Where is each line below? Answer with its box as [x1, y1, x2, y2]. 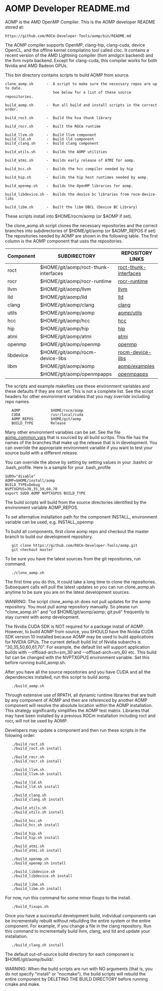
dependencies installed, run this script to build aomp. [5, 674, 112, 680]
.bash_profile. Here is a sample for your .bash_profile [5, 464, 111, 470]
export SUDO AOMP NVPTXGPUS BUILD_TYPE [5, 491, 86, 496]
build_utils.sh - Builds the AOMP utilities [5, 149, 108, 154]
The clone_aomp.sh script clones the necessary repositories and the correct [5, 222, 158, 228]
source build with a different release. [5, 450, 79, 455]
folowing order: [5, 732, 35, 738]
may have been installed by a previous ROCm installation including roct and [5, 712, 156, 719]
